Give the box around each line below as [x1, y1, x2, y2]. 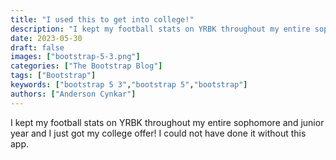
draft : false [10, 42, 65, 53]
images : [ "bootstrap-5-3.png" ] [10, 52, 141, 62]
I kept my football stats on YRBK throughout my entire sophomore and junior [10, 116, 325, 128]
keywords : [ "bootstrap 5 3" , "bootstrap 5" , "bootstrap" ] [10, 80, 248, 90]
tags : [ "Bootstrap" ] [10, 71, 97, 81]
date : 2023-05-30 [10, 33, 83, 43]
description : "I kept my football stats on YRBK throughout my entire [10, 24, 311, 34]
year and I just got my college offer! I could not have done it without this [10, 127, 307, 139]
